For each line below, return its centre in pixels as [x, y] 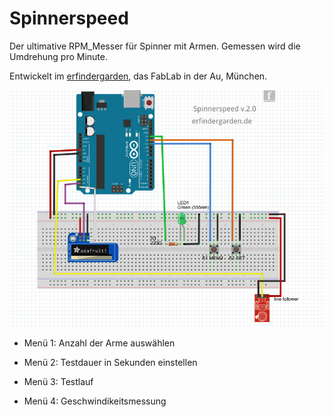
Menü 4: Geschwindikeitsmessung [95, 401]
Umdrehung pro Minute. [58, 56]
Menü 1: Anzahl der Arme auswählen [99, 343]
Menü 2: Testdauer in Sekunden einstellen [110, 363]
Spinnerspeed [69, 18]
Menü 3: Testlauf [58, 382]
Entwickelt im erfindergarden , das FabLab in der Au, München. [138, 76]
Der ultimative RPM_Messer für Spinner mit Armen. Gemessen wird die [155, 46]
